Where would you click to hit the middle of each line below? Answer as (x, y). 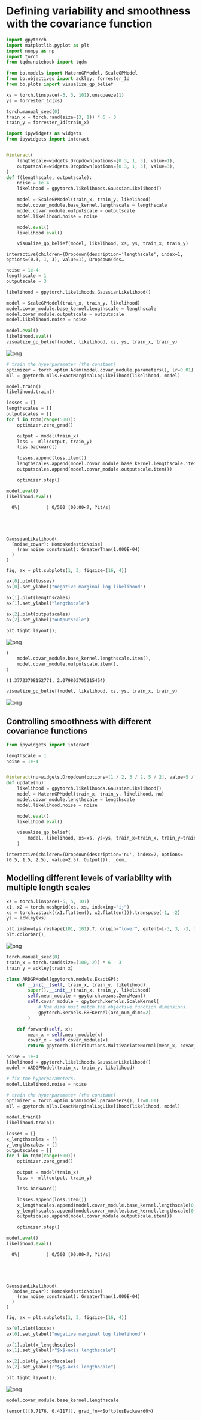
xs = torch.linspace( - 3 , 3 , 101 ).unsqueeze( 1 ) (65, 95)
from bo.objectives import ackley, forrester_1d (68, 79)
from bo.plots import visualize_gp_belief (60, 84)
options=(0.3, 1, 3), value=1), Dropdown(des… (65, 260)
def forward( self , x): (45, 1029)
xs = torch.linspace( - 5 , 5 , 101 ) (48, 901)
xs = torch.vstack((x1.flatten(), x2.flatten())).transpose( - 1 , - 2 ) (93, 913)
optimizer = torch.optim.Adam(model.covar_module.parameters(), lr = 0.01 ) (100, 370)
